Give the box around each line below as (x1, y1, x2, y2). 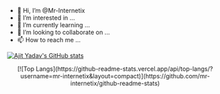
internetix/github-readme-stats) (70, 79, 160, 87)
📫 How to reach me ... (16, 36, 81, 44)
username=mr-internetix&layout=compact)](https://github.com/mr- (20, 72, 210, 80)
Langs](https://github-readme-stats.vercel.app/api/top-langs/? (35, 65, 214, 73)
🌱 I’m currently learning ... (16, 21, 90, 29)
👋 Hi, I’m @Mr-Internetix (16, 7, 86, 14)
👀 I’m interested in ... (16, 14, 75, 22)
